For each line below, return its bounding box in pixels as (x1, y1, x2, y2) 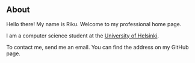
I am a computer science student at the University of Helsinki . (6, 32, 159, 39)
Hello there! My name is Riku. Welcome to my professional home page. (6, 20, 182, 27)
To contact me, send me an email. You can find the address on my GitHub (6, 43, 189, 51)
